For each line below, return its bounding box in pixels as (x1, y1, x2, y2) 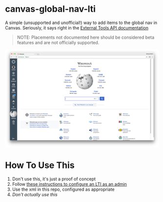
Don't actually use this (12, 191, 58, 197)
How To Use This (5, 160, 75, 171)
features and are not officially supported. (17, 39, 100, 45)
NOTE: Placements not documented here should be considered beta (17, 34, 155, 40)
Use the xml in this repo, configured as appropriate (12, 186, 115, 192)
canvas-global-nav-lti (5, 3, 96, 15)
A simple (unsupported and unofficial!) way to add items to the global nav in (5, 20, 158, 25)
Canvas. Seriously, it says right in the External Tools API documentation (5, 25, 149, 30)
